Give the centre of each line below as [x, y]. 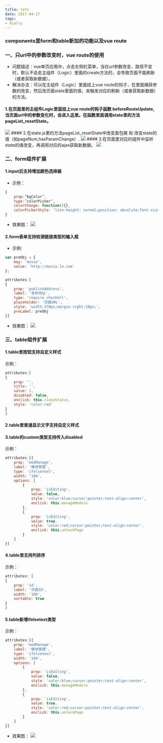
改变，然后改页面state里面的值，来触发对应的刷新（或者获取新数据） [88, 91]
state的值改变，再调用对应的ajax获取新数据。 [50, 145]
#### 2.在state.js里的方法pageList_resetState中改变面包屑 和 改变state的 [84, 133]
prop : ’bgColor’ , [30, 197]
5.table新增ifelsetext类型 [31, 619]
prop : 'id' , [26, 585]
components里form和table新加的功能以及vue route [66, 41]
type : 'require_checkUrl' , [41, 298]
